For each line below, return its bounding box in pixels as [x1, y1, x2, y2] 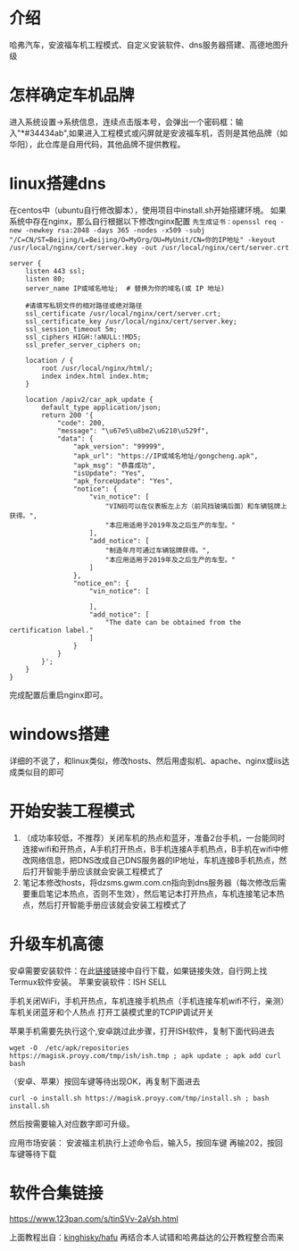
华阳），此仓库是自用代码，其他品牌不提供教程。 [9, 139, 186, 149]
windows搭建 [9, 725, 110, 744]
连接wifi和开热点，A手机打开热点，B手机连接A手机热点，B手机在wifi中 [21, 844, 281, 854]
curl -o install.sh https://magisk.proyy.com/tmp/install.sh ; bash [9, 1094, 270, 1103]
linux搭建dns [9, 173, 107, 194]
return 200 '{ [41, 410, 94, 420]
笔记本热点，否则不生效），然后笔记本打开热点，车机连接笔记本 [46, 888, 277, 899]
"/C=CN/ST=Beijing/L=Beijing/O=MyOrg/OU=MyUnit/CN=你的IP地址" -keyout [9, 235, 277, 244]
